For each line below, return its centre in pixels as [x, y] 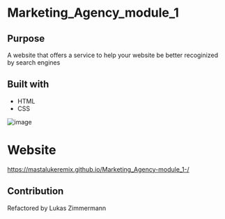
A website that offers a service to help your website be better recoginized [113, 55]
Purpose [26, 39]
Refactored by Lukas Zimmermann [57, 208]
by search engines [34, 63]
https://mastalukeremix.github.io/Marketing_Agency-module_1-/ [98, 169]
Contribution [36, 192]
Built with [28, 84]
